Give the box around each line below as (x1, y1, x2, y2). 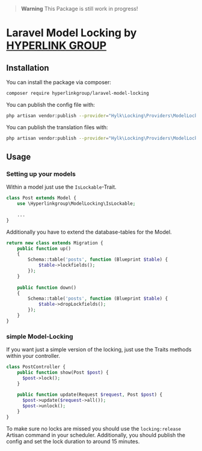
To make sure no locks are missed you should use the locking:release (6, 425, 182, 432)
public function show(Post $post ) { (17, 369, 109, 375)
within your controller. (6, 353, 60, 360)
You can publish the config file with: (6, 101, 95, 108)
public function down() (17, 285, 77, 291)
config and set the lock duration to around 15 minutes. (6, 438, 140, 445)
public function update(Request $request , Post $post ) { (17, 392, 163, 398)
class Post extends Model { (6, 195, 77, 201)
